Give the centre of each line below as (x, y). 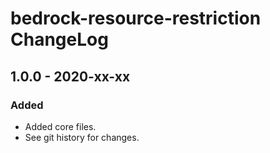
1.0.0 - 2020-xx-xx (70, 76)
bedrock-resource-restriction (136, 18)
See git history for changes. (82, 137)
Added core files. (60, 126)
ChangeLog (59, 39)
